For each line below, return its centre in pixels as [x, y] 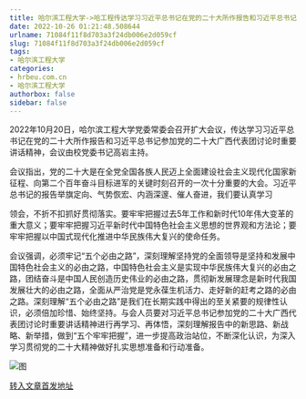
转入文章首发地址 [41, 386]
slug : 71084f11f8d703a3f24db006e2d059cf [87, 43]
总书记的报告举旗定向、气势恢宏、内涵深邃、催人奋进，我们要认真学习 [141, 194]
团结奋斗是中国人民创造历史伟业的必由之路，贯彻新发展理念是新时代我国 [161, 279]
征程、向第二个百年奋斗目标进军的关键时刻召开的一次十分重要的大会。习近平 [153, 183]
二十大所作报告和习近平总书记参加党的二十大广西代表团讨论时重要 [173, 141]
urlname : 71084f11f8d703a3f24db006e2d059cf [93, 35]
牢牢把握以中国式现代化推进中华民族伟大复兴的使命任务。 [117, 237]
